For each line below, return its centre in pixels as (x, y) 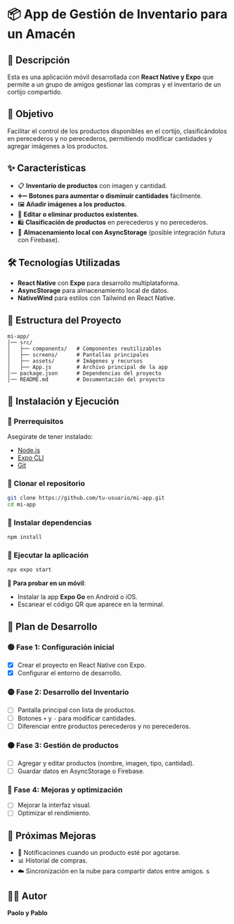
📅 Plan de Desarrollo (52, 626)
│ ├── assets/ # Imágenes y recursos (75, 361)
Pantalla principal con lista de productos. (76, 710)
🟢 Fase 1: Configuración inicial (61, 647)
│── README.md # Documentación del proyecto (86, 380)
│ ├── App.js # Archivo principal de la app (88, 368)
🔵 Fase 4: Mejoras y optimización (65, 789)
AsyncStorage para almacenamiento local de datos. (93, 291)
